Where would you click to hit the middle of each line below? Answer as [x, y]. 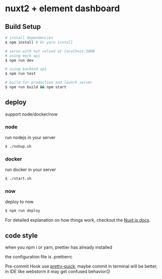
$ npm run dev [20, 60]
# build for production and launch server [49, 83]
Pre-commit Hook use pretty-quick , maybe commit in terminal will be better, [81, 266]
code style [21, 235]
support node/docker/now [31, 114]
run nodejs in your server [30, 137]
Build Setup [23, 27]
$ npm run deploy [23, 211]
